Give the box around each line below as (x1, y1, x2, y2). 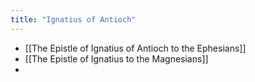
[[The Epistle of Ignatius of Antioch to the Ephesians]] (24, 42, 247, 54)
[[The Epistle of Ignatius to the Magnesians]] (24, 52, 209, 65)
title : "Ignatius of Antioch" (10, 14, 137, 25)
